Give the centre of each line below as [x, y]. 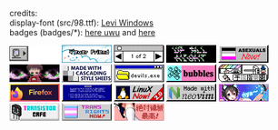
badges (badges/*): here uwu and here [83, 32]
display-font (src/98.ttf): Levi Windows [82, 23]
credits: [24, 13]
